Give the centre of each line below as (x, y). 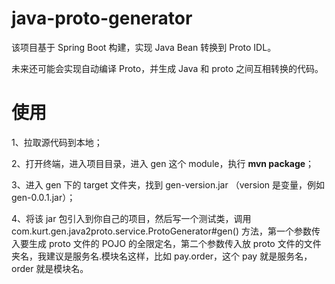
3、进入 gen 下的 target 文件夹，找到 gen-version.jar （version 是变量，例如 (168, 184)
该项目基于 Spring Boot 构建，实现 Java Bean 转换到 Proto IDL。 (144, 47)
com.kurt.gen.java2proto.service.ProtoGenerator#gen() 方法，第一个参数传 (166, 231)
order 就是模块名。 (50, 268)
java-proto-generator (102, 18)
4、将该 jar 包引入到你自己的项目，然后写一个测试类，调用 (131, 218)
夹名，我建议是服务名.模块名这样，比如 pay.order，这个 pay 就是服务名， (162, 256)
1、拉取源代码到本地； (57, 142)
